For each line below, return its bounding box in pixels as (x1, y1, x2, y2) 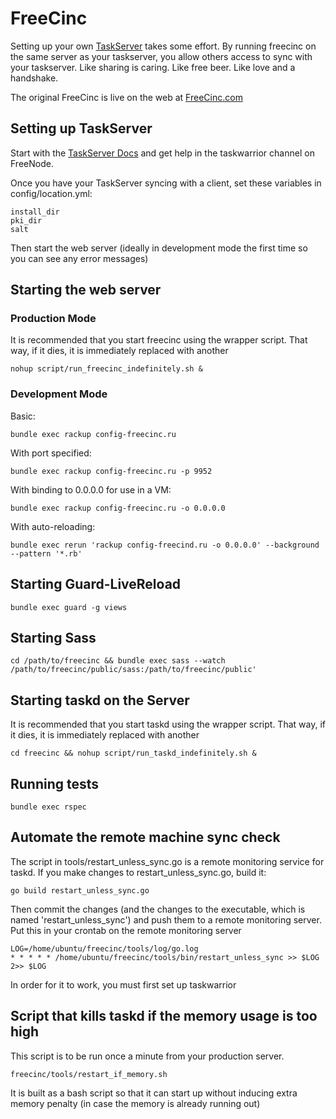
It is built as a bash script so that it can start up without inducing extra (10, 1087, 298, 1099)
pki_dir (10, 215, 43, 226)
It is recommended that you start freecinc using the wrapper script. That (10, 334, 308, 346)
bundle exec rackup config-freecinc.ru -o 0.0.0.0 (10, 503, 226, 513)
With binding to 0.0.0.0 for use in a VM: (10, 483, 172, 496)
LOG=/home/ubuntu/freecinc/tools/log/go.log (10, 943, 199, 954)
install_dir (10, 207, 60, 217)
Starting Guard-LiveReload (10, 576, 182, 593)
